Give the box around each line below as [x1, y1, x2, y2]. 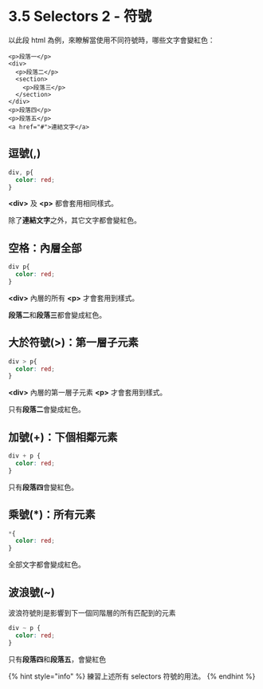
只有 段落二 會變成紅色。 [8, 405, 85, 414]
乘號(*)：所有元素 [8, 508, 96, 521]
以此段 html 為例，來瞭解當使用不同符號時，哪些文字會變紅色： [8, 35, 215, 45]
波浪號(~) [8, 585, 56, 599]
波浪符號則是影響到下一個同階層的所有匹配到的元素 [8, 608, 176, 617]
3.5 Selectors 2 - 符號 [8, 7, 152, 26]
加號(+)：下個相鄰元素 [8, 430, 118, 444]
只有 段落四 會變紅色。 [8, 482, 78, 492]
